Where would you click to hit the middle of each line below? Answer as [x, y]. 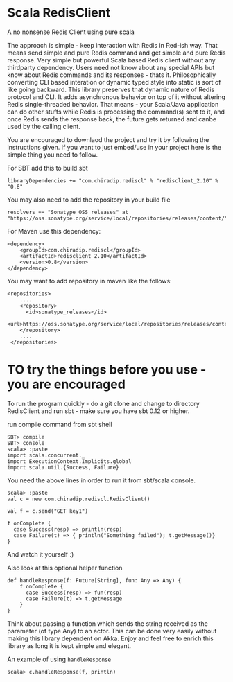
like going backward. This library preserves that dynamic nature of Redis [111, 89]
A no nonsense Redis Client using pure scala [71, 32]
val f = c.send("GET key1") [48, 511]
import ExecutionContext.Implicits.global [69, 461]
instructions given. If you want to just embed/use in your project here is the [114, 147]
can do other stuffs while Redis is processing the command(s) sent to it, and [116, 112]
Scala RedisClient [59, 13]
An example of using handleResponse [59, 659]
